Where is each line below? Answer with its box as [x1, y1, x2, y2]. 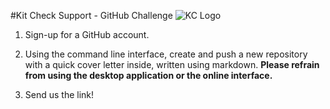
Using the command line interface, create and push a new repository [24, 48, 308, 60]
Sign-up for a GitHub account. [24, 29, 150, 40]
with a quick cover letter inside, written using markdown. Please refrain [24, 59, 320, 70]
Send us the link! [24, 89, 95, 100]
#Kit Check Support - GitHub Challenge [10, 10, 173, 21]
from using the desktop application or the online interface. [24, 70, 273, 81]
